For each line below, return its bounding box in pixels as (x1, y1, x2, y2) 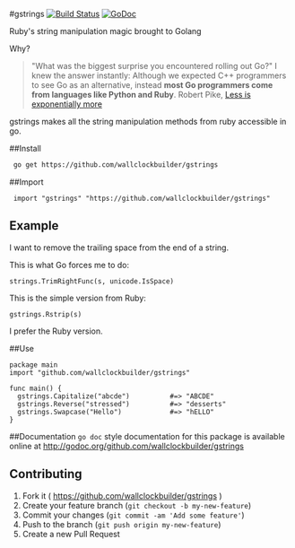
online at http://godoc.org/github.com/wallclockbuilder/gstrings (9, 440, 245, 451)
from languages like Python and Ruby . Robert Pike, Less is (30, 90, 251, 100)
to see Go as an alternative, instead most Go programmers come (30, 80, 273, 90)
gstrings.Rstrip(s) (9, 309, 82, 318)
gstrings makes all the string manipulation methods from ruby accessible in (9, 117, 287, 126)
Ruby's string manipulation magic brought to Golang (9, 26, 202, 36)
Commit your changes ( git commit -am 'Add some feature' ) (22, 509, 245, 520)
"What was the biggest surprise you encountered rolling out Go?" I (30, 61, 278, 71)
